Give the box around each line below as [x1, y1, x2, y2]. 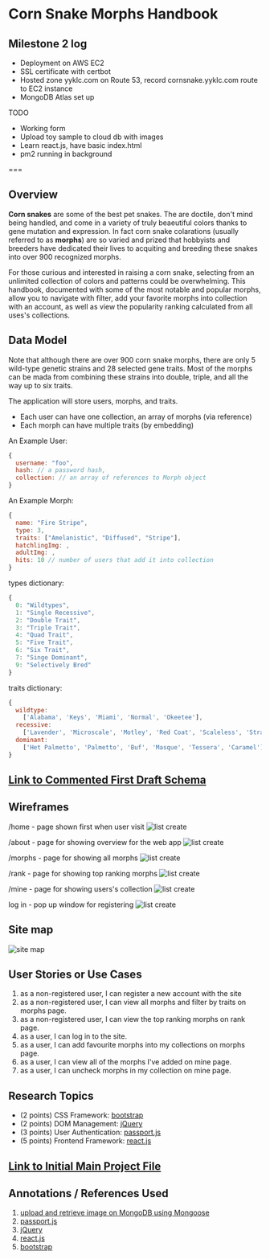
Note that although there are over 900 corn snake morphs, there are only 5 [8, 355, 256, 364]
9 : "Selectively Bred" [15, 661, 92, 669]
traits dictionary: [8, 683, 63, 692]
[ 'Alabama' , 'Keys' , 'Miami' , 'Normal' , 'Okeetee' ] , [22, 713, 203, 722]
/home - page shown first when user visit [8, 822, 145, 831]
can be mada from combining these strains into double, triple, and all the [8, 371, 249, 382]
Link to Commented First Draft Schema [8, 773, 207, 787]
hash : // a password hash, [15, 466, 106, 474]
